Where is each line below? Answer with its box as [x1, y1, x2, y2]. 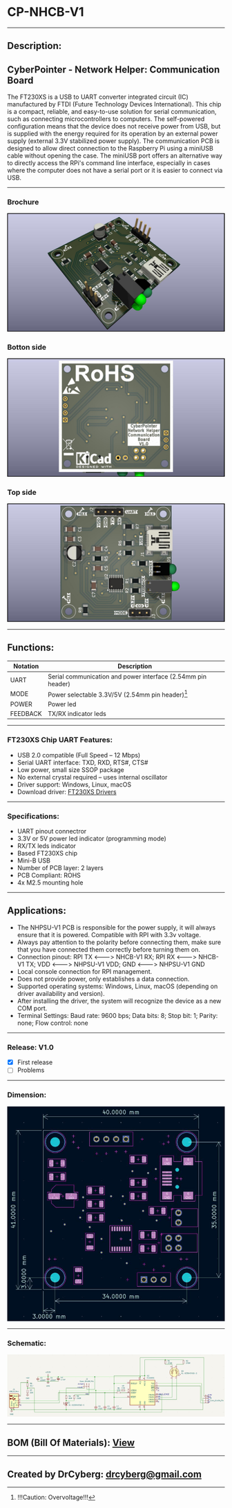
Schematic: [7, 1338, 47, 1348]
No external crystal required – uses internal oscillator [17, 773, 168, 781]
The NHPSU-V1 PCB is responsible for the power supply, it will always [17, 923, 216, 932]
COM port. [17, 1003, 48, 1012]
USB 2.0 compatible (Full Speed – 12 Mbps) [17, 751, 141, 759]
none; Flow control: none [17, 1019, 88, 1027]
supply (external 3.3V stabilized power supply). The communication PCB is [7, 137, 220, 145]
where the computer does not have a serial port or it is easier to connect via [7, 167, 223, 175]
